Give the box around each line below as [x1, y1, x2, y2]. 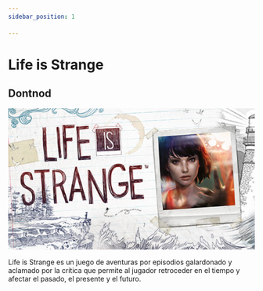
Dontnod [8, 87, 52, 100]
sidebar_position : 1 [8, 13, 76, 20]
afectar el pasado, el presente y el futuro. [8, 275, 142, 284]
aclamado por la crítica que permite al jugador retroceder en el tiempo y [8, 266, 240, 275]
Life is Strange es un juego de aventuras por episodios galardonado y [8, 257, 232, 267]
